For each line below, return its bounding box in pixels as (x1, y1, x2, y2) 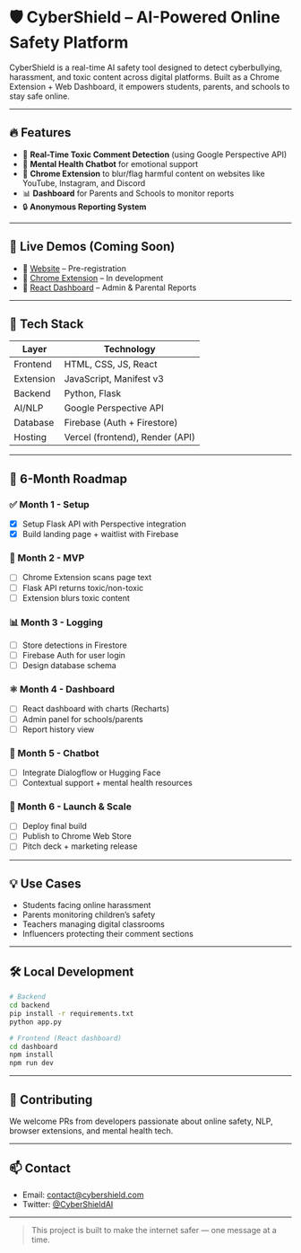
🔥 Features (9, 125, 72, 140)
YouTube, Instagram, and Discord (21, 177, 146, 189)
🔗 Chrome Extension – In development (21, 272, 164, 283)
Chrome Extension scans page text (21, 572, 152, 583)
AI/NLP (13, 401, 44, 414)
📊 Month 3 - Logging (9, 616, 103, 629)
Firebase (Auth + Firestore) (64, 417, 178, 429)
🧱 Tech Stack (9, 316, 84, 331)
